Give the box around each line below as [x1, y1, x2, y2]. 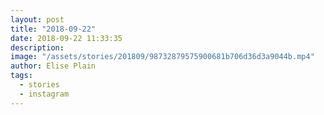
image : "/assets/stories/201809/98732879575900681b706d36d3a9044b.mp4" [10, 52, 315, 62]
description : [10, 42, 65, 53]
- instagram [19, 89, 70, 99]
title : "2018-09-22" [10, 24, 97, 34]
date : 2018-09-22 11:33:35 [10, 33, 123, 43]
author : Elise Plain [10, 61, 97, 71]
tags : [10, 71, 33, 81]
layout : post [10, 14, 65, 25]
